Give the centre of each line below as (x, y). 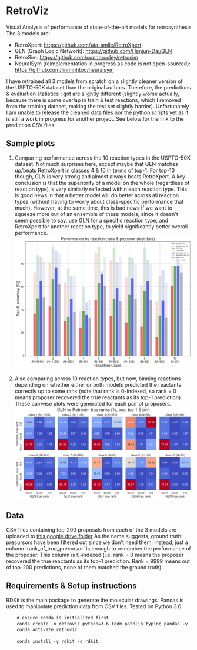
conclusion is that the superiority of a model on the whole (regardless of (102, 183)
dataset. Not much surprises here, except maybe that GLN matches (96, 164)
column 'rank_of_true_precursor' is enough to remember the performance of (98, 548)
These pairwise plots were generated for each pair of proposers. (93, 404)
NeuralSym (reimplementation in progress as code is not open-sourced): (103, 64)
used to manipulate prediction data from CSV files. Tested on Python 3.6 (94, 606)
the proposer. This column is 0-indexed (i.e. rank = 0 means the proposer (95, 555)
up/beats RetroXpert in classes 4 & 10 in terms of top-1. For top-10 (95, 170)
